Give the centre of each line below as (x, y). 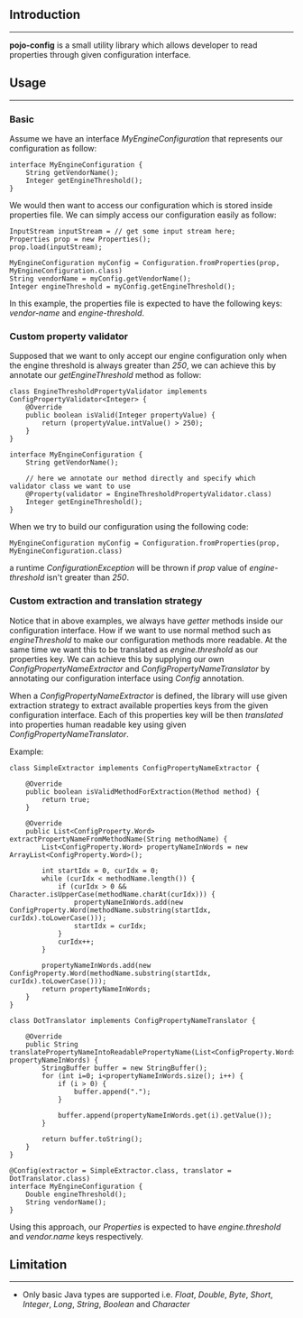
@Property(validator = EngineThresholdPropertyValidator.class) (149, 494)
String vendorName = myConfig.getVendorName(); (101, 279)
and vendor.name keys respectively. (77, 1236)
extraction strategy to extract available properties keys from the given (139, 705)
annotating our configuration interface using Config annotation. (127, 678)
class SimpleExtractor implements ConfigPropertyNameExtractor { (134, 768)
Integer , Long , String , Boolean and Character (106, 1304)
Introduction (45, 15)
